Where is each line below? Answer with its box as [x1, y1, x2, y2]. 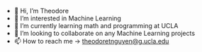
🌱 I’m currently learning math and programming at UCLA [13, 22, 179, 30]
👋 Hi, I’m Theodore [13, 7, 69, 15]
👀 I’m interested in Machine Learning [13, 14, 122, 22]
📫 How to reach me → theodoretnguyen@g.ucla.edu [13, 37, 169, 45]
